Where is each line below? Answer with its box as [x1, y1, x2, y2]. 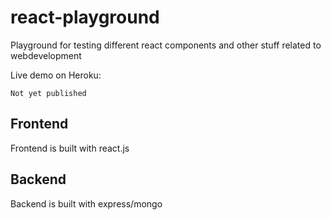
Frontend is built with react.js [10, 142, 130, 154]
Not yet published [10, 88, 87, 98]
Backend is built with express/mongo [10, 197, 163, 210]
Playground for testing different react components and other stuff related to [10, 39, 322, 51]
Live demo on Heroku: [10, 69, 102, 81]
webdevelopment [10, 49, 82, 61]
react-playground [10, 6, 160, 29]
